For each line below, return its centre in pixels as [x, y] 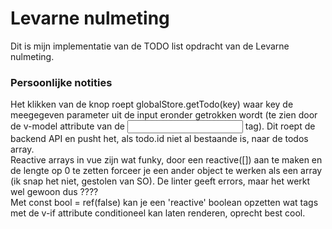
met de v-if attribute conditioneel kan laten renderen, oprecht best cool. [158, 213]
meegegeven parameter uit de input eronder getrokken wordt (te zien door [164, 115]
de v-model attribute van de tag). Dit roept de [163, 126]
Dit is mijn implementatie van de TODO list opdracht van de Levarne [150, 46]
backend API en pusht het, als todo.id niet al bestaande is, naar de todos [159, 139]
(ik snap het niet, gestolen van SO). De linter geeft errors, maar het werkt [160, 181]
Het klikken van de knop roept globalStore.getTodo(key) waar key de [152, 104]
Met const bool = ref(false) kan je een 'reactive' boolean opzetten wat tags [164, 203]
